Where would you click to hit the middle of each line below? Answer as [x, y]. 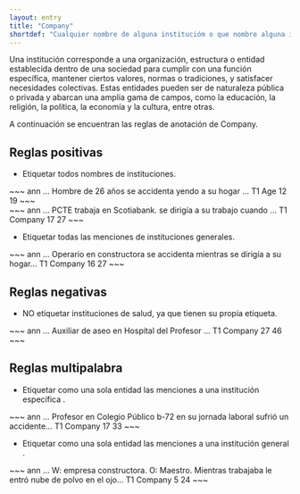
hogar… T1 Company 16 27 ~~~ [67, 264]
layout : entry [36, 17]
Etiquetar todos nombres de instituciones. [99, 174]
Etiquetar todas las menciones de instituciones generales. [128, 237]
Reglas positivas [56, 152]
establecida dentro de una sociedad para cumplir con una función [130, 69]
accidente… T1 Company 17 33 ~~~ [75, 426]
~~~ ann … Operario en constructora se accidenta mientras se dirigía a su [146, 255]
